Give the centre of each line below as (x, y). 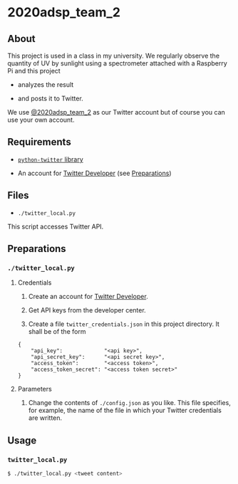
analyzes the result (46, 85)
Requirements (39, 142)
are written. (45, 418)
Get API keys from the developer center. (87, 310)
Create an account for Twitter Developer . (88, 297)
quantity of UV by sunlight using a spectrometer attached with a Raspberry (118, 63)
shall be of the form (57, 332)
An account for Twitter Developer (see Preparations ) (94, 173)
